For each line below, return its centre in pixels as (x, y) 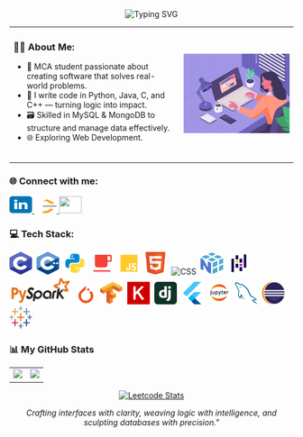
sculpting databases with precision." (151, 422)
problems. (68, 86)
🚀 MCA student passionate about (87, 67)
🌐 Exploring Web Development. (85, 138)
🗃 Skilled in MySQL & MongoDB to (91, 115)
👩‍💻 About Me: (44, 47)
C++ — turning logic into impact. (87, 105)
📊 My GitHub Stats (52, 350)
